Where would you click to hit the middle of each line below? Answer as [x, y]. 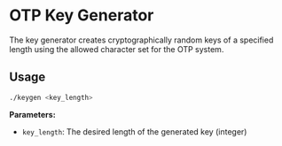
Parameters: [32, 114]
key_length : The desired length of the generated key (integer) [134, 131]
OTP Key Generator [82, 15]
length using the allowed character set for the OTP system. [117, 49]
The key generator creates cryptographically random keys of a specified [141, 40]
